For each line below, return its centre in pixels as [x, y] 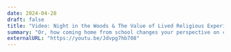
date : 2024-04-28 [32, 13]
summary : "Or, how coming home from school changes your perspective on [113, 32]
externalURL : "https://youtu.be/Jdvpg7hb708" [73, 38]
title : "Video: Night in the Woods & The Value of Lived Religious [106, 26]
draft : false [26, 20]
